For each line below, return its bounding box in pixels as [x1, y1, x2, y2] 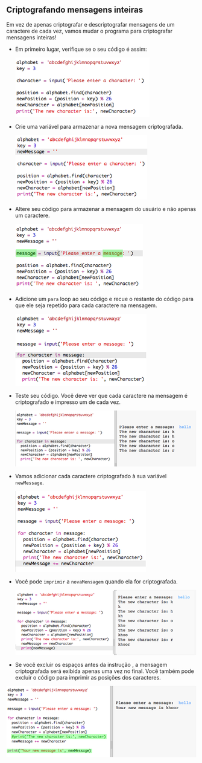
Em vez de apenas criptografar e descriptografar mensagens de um [6, 21, 175, 28]
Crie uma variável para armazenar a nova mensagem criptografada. [14, 123, 183, 130]
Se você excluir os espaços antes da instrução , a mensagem [14, 661, 168, 668]
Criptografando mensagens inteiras [6, 5, 144, 15]
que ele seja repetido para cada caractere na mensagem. [14, 302, 157, 309]
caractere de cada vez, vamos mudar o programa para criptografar [6, 27, 173, 34]
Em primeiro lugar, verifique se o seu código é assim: [14, 45, 147, 53]
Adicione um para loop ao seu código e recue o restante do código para [14, 295, 194, 302]
